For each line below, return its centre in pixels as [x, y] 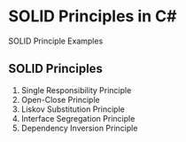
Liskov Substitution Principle [73, 109]
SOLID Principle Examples [56, 41]
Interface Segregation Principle [78, 118]
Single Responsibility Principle [76, 90]
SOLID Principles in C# [93, 16]
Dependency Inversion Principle [79, 128]
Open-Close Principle [60, 99]
